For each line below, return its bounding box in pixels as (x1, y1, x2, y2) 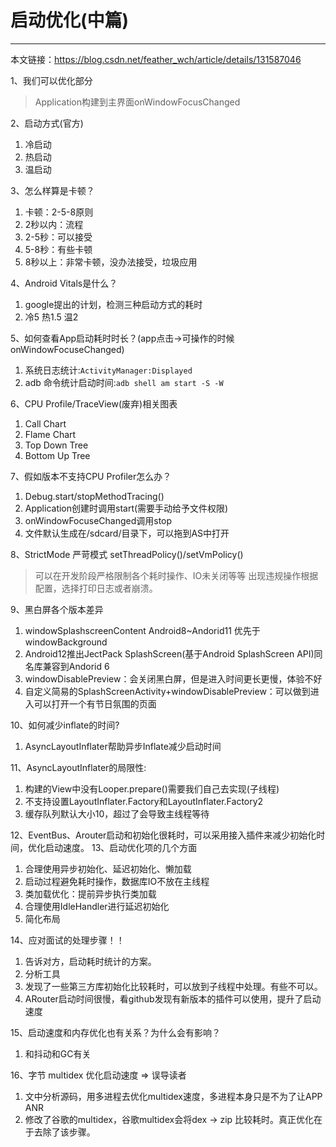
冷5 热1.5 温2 (24, 311, 79, 323)
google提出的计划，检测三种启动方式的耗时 (24, 298, 203, 310)
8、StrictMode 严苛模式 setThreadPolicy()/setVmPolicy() (10, 548, 244, 560)
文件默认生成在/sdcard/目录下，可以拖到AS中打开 (24, 527, 230, 539)
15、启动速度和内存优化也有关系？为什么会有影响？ (10, 1026, 221, 1038)
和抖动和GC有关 (24, 1047, 92, 1060)
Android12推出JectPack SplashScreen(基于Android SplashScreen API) (24, 647, 315, 660)
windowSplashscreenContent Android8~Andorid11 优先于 (24, 624, 261, 636)
